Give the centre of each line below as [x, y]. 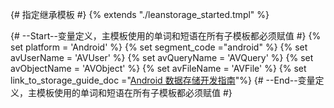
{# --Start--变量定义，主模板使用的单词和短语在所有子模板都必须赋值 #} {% [166, 36]
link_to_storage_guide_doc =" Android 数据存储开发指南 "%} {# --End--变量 [163, 80]
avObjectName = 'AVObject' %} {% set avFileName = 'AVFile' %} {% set [158, 68]
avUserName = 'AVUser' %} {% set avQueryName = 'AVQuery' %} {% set [162, 57]
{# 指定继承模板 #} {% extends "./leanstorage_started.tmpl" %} [140, 14]
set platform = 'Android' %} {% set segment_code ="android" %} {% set [159, 47]
